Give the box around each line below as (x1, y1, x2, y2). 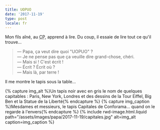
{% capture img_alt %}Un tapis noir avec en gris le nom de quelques (5, 88, 142, 94)
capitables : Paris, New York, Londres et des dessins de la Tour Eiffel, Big (5, 93, 152, 99)
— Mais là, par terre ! (17, 69, 59, 75)
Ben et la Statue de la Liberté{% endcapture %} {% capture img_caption (5, 98, 150, 105)
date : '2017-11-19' (5, 12, 45, 17)
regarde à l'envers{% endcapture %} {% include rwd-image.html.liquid (5, 109, 147, 115)
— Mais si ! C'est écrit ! (17, 59, 64, 65)
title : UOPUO (5, 7, 32, 12)
